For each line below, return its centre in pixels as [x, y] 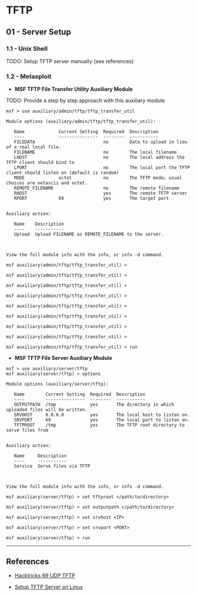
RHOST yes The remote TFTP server [101, 193]
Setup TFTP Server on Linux [49, 587]
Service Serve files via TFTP [52, 466]
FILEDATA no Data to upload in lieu [101, 142]
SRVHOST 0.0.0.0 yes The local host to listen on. [102, 415]
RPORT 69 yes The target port [91, 199]
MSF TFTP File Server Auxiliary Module [63, 358]
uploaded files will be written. [47, 410]
